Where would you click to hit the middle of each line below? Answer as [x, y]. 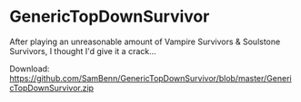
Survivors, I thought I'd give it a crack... [83, 51]
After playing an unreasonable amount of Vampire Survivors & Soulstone [145, 42]
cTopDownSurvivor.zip [51, 88]
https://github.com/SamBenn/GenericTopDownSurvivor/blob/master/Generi [151, 78]
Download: [30, 69]
